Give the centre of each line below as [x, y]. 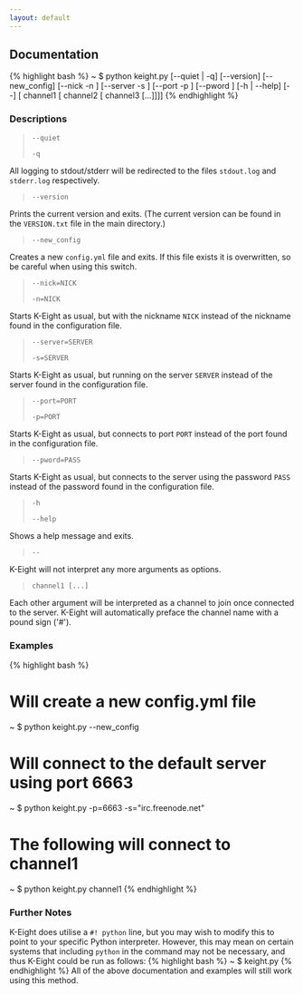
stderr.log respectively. [55, 180]
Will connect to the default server [138, 764]
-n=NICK [46, 299]
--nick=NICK [54, 283]
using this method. [44, 980]
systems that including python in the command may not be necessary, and [147, 951]
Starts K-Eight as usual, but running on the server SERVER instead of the [141, 375]
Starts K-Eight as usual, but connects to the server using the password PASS [150, 476]
